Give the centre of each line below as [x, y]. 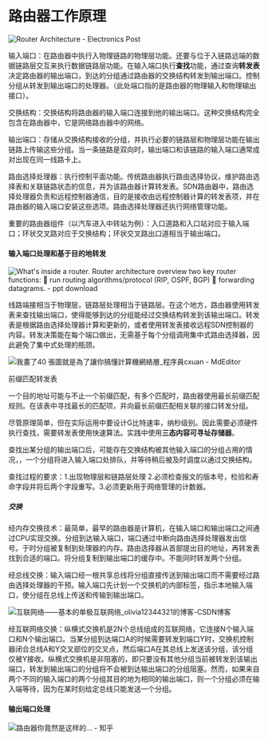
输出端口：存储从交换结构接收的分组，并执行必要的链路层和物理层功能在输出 [134, 139]
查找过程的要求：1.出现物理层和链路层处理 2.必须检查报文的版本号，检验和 [130, 477]
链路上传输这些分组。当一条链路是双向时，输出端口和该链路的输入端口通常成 [134, 149]
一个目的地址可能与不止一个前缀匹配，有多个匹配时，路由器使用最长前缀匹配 [134, 396]
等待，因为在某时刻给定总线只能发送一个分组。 [99, 689]
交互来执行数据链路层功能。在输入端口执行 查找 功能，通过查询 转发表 [148, 66]
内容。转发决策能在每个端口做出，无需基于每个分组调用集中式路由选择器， [130, 335]
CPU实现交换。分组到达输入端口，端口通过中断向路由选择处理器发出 [127, 538]
